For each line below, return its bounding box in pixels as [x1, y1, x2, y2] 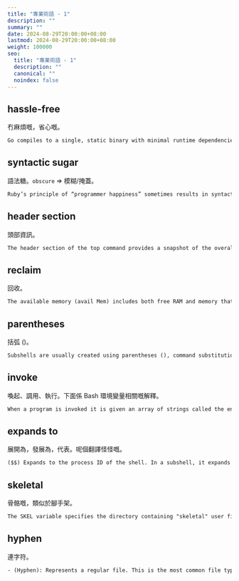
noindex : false [14, 76, 59, 84]
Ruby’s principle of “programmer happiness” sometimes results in [7, 190, 208, 198]
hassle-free [7, 103, 60, 115]
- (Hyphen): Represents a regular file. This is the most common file [7, 567, 221, 574]
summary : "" [7, 23, 43, 31]
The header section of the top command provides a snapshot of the [7, 244, 212, 251]
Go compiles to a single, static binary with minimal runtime [7, 137, 196, 145]
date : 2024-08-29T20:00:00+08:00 [7, 30, 107, 38]
